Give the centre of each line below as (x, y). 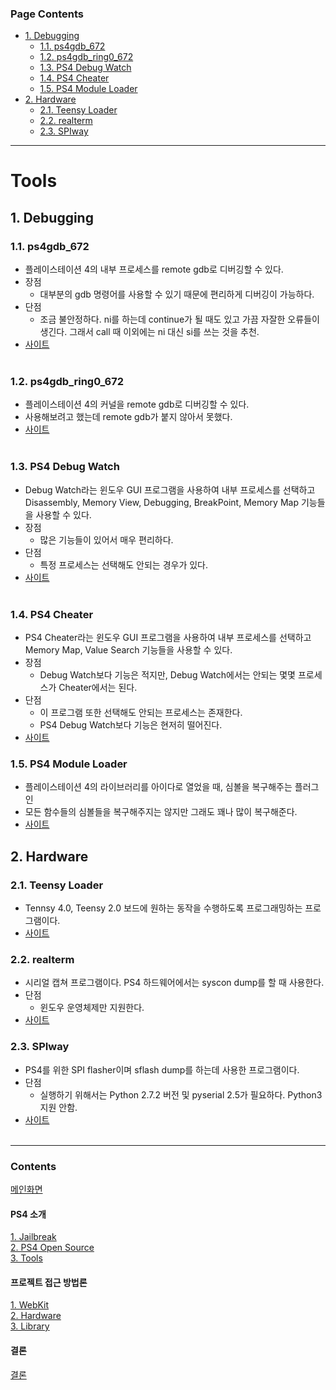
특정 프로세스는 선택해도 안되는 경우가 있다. (124, 564)
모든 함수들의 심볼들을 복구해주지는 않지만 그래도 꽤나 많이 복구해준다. (161, 812)
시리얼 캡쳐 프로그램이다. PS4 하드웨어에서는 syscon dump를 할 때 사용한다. (174, 983)
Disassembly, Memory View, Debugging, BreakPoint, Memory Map (161, 502)
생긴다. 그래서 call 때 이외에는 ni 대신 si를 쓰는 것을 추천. (149, 332)
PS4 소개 (28, 1214)
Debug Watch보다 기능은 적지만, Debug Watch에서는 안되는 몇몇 (168, 675)
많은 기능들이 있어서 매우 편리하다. (106, 539)
